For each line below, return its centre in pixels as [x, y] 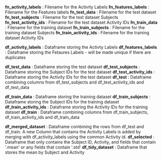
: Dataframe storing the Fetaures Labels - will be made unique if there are [78, 52]
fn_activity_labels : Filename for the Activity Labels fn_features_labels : [77, 7]
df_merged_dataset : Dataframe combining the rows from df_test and [74, 127]
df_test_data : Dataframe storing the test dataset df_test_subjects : [73, 67]
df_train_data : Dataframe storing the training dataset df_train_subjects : [78, 97]
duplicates [15, 57]
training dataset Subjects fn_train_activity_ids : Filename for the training [77, 33]
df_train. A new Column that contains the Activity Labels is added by [73, 132]
